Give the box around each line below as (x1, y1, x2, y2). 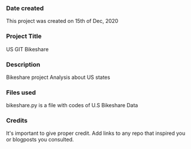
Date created (6, 4, 44, 12)
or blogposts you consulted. (6, 136, 75, 143)
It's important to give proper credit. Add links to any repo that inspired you (6, 130, 186, 137)
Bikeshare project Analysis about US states (6, 74, 110, 81)
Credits (6, 117, 28, 125)
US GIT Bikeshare (6, 45, 49, 52)
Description (6, 60, 41, 68)
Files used (6, 88, 36, 97)
